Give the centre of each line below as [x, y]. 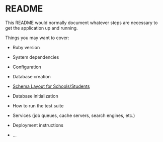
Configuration [27, 67]
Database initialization [35, 96]
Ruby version [26, 47]
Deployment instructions [38, 125]
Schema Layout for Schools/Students [51, 86]
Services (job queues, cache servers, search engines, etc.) [74, 115]
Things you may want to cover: [37, 38]
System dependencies [36, 57]
